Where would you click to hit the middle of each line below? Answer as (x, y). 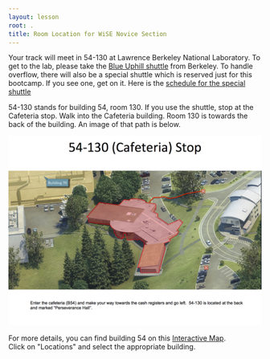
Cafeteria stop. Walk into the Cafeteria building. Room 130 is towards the (128, 116)
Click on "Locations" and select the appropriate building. (102, 347)
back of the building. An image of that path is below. (94, 124)
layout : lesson (34, 17)
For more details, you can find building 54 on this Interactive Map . (117, 338)
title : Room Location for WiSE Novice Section (88, 34)
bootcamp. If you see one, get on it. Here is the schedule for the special (127, 84)
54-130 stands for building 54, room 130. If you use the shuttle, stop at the (131, 108)
